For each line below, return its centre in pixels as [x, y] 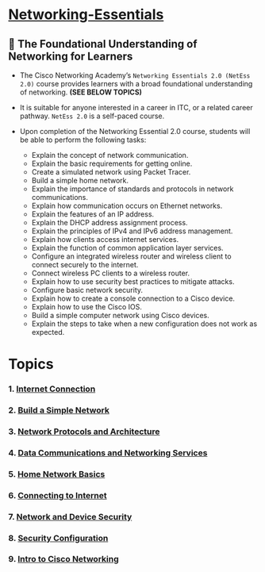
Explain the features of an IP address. [93, 214]
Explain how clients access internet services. [105, 239]
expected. [48, 332]
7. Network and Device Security [70, 516]
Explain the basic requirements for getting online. [112, 163]
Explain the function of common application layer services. [127, 248]
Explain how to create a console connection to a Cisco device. [133, 298]
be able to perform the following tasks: [83, 140]
